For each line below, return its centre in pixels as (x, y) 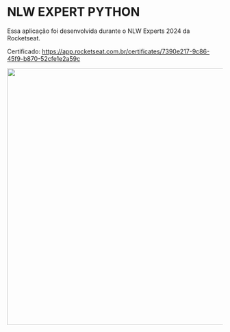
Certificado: (24, 51)
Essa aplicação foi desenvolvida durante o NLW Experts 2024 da (99, 31)
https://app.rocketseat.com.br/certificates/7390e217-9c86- (126, 51)
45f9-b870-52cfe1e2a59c (44, 58)
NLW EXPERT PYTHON (74, 12)
